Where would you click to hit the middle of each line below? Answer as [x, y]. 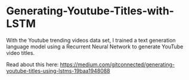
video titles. [20, 53]
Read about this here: [32, 64]
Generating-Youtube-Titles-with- [90, 11]
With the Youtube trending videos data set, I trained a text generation [91, 40]
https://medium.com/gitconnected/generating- [117, 64]
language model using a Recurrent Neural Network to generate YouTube [95, 47]
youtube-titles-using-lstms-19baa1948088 [58, 70]
